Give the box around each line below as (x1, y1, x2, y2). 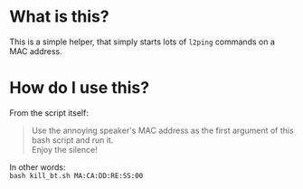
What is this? (9, 6, 110, 27)
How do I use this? (9, 78, 150, 99)
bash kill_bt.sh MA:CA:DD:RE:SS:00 (9, 171, 144, 180)
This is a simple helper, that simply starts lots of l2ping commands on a (9, 36, 276, 47)
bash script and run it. (31, 134, 114, 146)
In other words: (9, 161, 66, 173)
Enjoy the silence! (31, 144, 98, 155)
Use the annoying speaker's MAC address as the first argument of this (31, 125, 294, 136)
